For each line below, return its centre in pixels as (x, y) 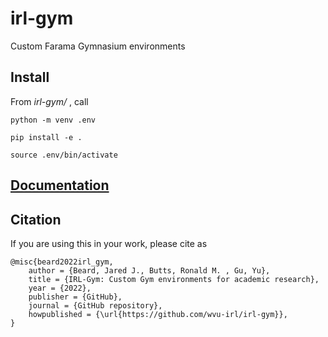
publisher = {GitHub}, (75, 297)
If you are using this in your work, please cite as (109, 243)
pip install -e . (46, 137)
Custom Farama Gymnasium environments (98, 46)
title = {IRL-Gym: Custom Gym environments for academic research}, (174, 279)
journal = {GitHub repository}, (95, 305)
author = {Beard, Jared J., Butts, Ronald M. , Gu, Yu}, (149, 270)
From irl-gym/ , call (49, 101)
